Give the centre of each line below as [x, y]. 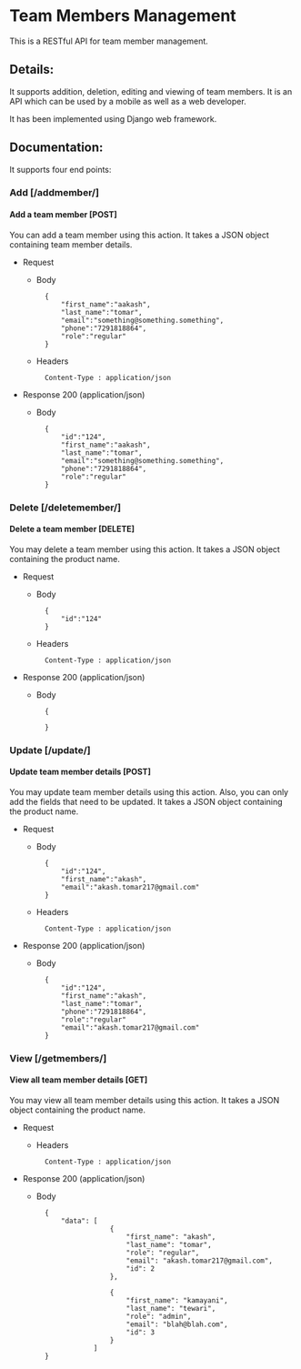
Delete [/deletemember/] [65, 508]
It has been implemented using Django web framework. [113, 118]
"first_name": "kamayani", [177, 1301]
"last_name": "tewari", [171, 1309]
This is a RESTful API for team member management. [109, 41]
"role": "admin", [159, 1317]
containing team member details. [71, 244]
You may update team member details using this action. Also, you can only [149, 791]
